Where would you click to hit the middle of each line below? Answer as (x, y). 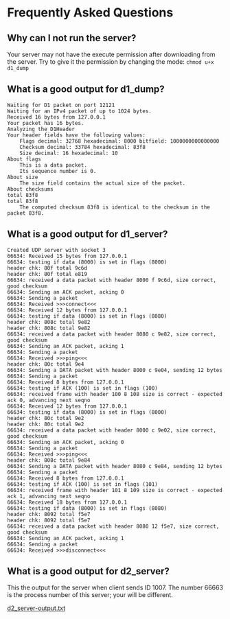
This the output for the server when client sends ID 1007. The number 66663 (115, 587)
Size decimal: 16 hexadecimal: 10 (69, 153)
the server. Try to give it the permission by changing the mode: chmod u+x (111, 62)
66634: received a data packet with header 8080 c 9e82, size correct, (112, 334)
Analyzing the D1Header (41, 129)
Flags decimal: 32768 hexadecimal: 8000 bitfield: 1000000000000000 (119, 141)
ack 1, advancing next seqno (49, 496)
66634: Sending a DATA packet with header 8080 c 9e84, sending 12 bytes (115, 466)
